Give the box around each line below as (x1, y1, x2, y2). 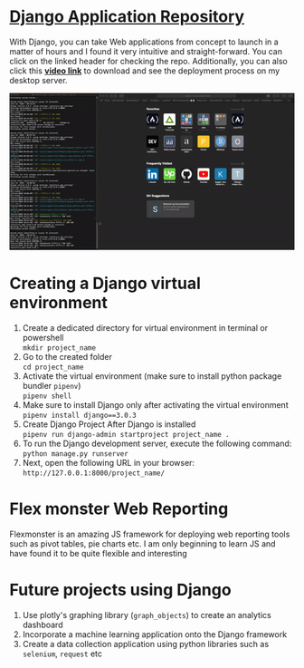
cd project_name (22, 363, 84, 373)
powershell (22, 333, 64, 344)
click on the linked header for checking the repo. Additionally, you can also (9, 55, 288, 66)
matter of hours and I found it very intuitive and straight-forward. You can (9, 45, 283, 56)
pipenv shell (22, 392, 72, 401)
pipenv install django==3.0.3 (22, 411, 138, 421)
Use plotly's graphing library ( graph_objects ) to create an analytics (22, 609, 271, 620)
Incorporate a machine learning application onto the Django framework (22, 628, 288, 640)
